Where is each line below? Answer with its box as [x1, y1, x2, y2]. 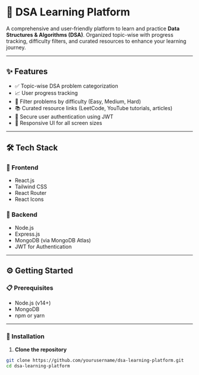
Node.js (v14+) [14, 299, 52, 307]
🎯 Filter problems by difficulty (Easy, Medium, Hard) [14, 98, 141, 105]
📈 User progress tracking [14, 89, 78, 97]
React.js [14, 177, 35, 184]
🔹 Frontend [6, 164, 38, 172]
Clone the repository [14, 346, 67, 353]
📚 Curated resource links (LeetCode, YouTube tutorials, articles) [14, 104, 173, 111]
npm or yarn [14, 312, 45, 319]
